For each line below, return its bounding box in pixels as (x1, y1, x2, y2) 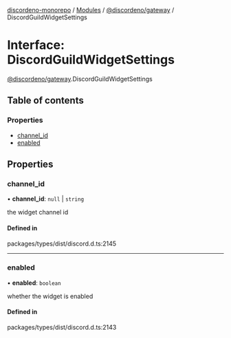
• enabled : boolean (7, 279, 61, 287)
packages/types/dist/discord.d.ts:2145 (7, 239, 117, 248)
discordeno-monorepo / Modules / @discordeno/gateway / (7, 6, 175, 14)
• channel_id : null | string (7, 195, 85, 203)
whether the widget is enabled (7, 292, 93, 300)
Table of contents (7, 95, 84, 106)
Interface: (7, 37, 65, 53)
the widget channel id (7, 208, 69, 217)
